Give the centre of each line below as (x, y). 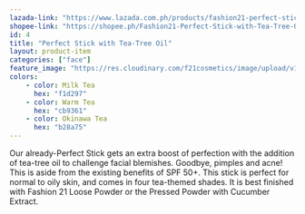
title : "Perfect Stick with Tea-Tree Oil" (91, 43)
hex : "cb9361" (60, 111)
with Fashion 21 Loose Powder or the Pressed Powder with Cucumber (140, 192)
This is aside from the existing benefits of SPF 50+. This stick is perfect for (149, 172)
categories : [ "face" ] (50, 60)
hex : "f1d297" (60, 93)
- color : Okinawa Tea (66, 119)
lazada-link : (34, 18)
